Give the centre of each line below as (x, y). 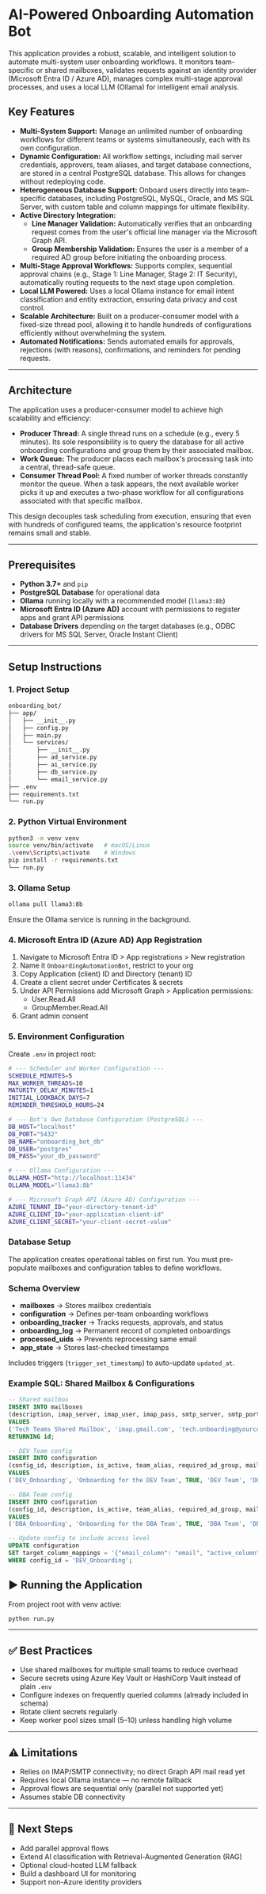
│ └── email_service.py (58, 779)
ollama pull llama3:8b (46, 904)
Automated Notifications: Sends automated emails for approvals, (127, 341)
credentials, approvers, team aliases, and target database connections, (135, 165)
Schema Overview (44, 1288)
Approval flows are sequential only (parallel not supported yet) (122, 1789)
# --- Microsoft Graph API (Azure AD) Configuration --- (104, 1200)
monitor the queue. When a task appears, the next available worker (129, 484)
